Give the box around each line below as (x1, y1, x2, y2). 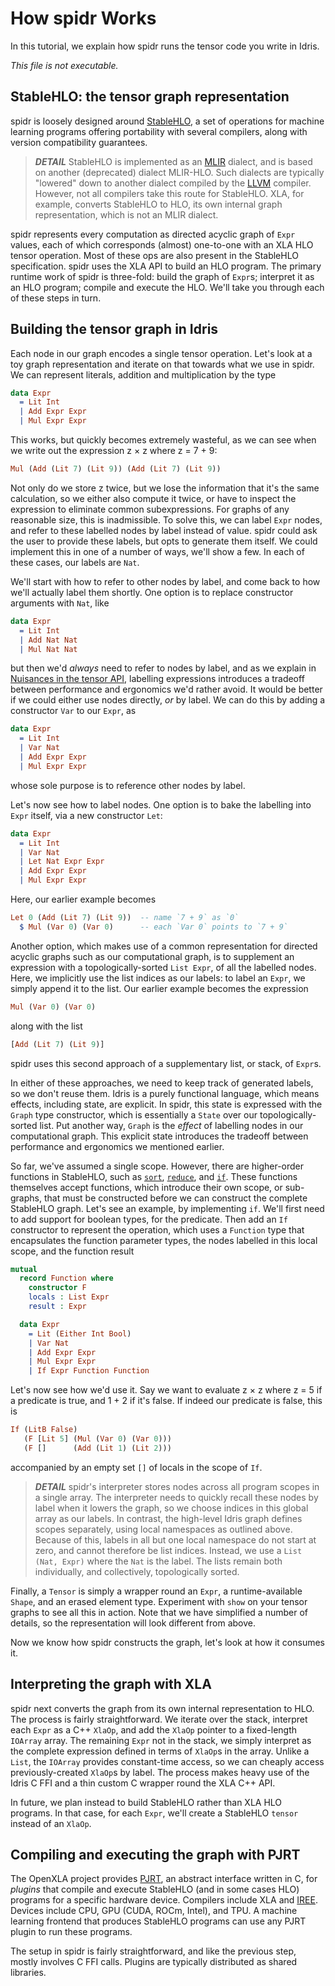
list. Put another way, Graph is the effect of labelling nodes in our (39, 1119, 304, 1131)
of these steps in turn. (10, 292, 102, 304)
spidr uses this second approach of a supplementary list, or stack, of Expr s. (10, 1057, 322, 1069)
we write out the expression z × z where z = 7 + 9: (10, 445, 218, 457)
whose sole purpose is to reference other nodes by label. (10, 779, 246, 791)
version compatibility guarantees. (10, 136, 148, 148)
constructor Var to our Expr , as (10, 705, 137, 717)
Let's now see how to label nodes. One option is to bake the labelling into (10, 798, 312, 811)
